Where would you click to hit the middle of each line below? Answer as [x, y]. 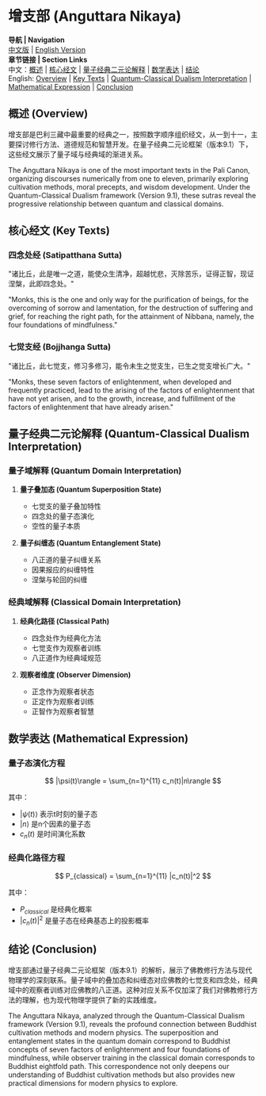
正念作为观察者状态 [63, 692]
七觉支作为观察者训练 [66, 648]
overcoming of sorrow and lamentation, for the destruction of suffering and [131, 308]
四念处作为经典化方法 [66, 638]
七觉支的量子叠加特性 [66, 506]
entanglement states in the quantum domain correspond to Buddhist [120, 1040]
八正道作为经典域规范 [66, 657]
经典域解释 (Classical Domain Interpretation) [95, 602]
